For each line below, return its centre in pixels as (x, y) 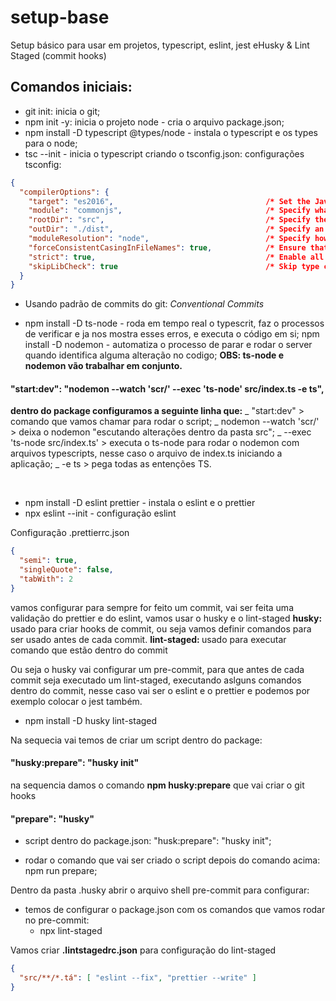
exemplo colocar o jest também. (76, 701)
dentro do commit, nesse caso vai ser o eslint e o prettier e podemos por (160, 690)
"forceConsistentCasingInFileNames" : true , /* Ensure (167, 247)
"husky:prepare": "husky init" (75, 763)
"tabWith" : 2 (46, 579)
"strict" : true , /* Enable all (176, 257)
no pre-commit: (57, 920)
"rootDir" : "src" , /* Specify (169, 220)
